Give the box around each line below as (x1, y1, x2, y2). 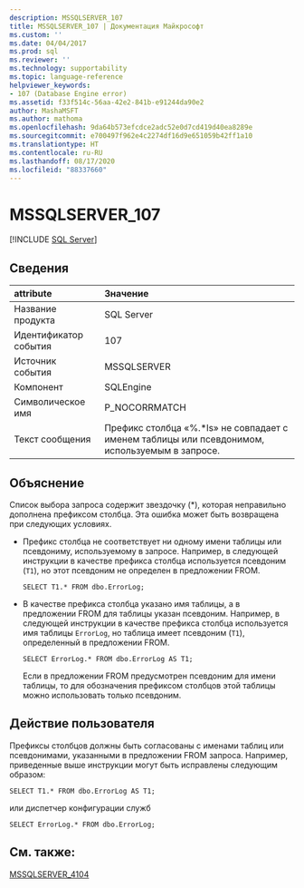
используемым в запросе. (103, 444, 220, 457)
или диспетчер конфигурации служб (9, 802, 151, 813)
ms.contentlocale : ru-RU (9, 148, 103, 157)
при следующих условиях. (9, 518, 112, 529)
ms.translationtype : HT (9, 140, 100, 149)
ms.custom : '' (9, 30, 63, 39)
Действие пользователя (9, 716, 156, 731)
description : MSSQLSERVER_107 (9, 13, 124, 23)
